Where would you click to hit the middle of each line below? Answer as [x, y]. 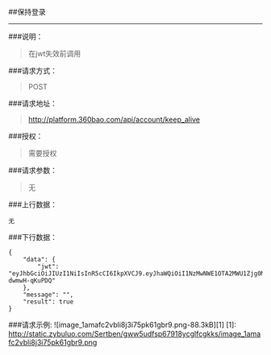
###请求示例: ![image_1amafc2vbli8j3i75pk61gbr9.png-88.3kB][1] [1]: [122, 325]
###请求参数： [33, 170]
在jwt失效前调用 [54, 54]
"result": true [48, 302]
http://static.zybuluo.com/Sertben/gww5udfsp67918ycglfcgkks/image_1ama [135, 334]
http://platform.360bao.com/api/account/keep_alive [114, 120]
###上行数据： [33, 204]
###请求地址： [33, 103]
